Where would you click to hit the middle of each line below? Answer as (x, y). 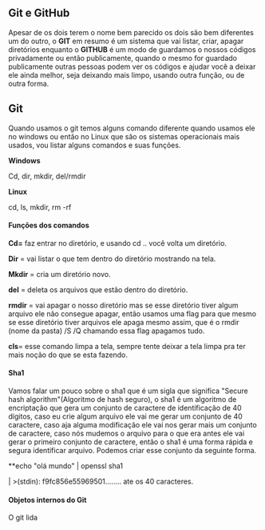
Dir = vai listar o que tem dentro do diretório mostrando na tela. (112, 259)
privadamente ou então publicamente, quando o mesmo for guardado (123, 58)
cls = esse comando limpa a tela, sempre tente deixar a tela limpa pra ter (127, 346)
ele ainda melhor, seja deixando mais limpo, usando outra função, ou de (127, 74)
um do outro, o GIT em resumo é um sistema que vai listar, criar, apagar (126, 41)
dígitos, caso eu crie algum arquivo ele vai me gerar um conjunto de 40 (126, 416)
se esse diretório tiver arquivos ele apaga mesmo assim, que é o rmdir (124, 322)
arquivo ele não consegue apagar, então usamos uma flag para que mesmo (132, 313)
